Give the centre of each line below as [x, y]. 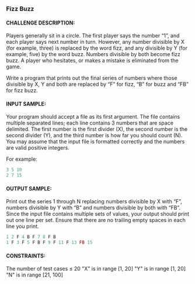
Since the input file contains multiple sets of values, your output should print [98, 214]
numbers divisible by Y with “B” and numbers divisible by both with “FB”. [93, 208]
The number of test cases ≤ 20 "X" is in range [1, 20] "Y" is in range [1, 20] [96, 269]
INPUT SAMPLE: [26, 103]
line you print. [22, 226]
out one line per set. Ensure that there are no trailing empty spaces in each [96, 220]
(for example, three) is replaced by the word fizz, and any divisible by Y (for [97, 48]
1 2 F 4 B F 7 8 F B [31, 237]
